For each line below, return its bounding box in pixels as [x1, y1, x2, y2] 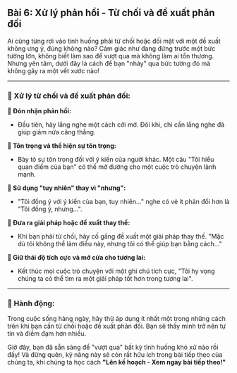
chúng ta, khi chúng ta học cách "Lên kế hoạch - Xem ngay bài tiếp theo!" [7, 358, 226, 367]
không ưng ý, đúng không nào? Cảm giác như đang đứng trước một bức [7, 44, 216, 53]
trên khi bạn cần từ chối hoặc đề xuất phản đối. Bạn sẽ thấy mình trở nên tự [7, 322, 226, 331]
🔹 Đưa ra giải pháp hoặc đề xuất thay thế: [7, 219, 130, 227]
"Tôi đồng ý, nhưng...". [17, 205, 83, 213]
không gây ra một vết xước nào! [7, 66, 100, 75]
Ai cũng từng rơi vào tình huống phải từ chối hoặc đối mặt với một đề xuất [7, 37, 221, 45]
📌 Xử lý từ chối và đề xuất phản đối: [7, 91, 130, 101]
